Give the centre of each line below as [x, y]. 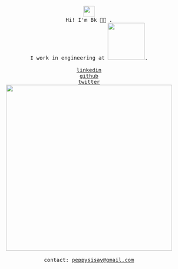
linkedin [89, 70]
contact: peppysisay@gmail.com [89, 260]
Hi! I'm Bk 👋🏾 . [89, 20]
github [89, 76]
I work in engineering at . [89, 58]
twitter [89, 82]
